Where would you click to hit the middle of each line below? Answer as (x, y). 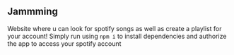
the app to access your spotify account (64, 43)
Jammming (33, 12)
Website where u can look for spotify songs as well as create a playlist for (115, 28)
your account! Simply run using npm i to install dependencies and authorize (117, 36)
